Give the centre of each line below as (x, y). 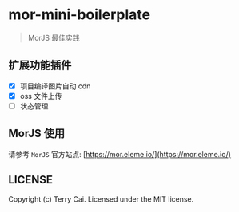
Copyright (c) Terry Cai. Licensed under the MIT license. (101, 199)
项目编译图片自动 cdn (55, 86)
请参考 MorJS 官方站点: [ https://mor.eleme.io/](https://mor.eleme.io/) (120, 154)
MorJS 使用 (37, 133)
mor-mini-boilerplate (79, 15)
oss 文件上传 (41, 96)
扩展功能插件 (40, 65)
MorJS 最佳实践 (54, 37)
